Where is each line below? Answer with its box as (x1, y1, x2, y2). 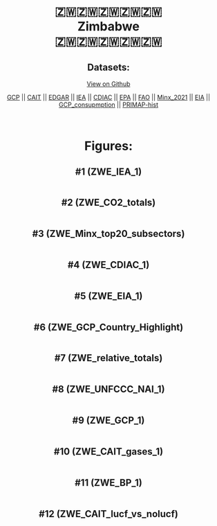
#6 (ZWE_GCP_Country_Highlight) (33, 321, 184, 333)
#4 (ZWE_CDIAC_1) (67, 259, 150, 271)
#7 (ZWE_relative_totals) (54, 352, 163, 364)
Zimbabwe (77, 19, 140, 35)
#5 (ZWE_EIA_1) (74, 290, 143, 301)
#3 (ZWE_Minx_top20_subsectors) (32, 228, 185, 240)
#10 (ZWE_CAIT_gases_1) (53, 446, 164, 457)
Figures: (84, 139, 133, 154)
